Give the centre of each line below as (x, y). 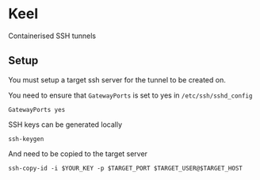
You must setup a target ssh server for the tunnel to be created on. (117, 79)
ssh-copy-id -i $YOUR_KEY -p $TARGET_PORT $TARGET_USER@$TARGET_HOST (126, 168)
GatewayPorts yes (37, 109)
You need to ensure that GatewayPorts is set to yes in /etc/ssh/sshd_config (130, 95)
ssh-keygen (26, 139)
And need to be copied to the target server (78, 153)
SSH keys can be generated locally (65, 124)
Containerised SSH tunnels (52, 36)
